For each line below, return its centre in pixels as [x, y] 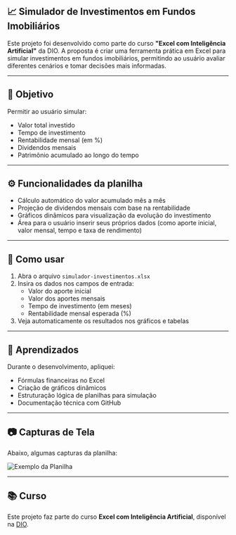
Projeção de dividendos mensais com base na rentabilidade [104, 208]
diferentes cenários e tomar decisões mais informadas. [87, 65]
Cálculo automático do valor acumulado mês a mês [92, 201]
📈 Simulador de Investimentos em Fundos [101, 12]
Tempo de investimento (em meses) [80, 306]
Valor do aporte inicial [59, 291]
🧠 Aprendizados [43, 350]
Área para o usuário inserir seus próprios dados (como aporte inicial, [117, 223]
